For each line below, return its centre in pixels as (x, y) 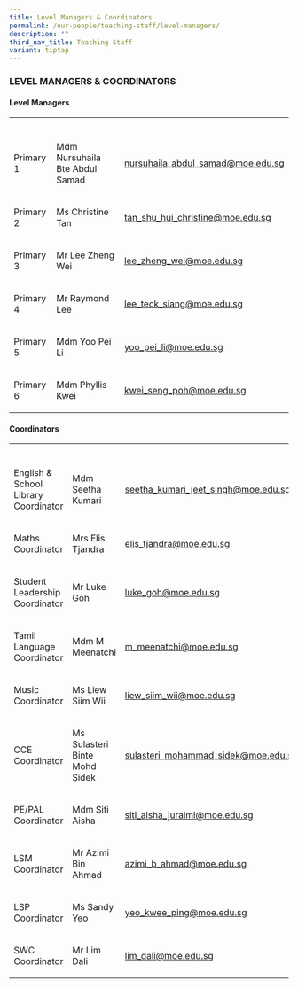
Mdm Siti (90, 810)
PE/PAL (29, 810)
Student (30, 581)
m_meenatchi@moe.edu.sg (181, 647)
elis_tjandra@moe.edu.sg (177, 544)
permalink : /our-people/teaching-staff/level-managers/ (114, 26)
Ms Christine (82, 212)
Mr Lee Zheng (86, 255)
